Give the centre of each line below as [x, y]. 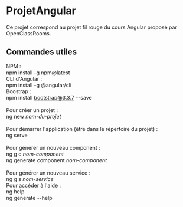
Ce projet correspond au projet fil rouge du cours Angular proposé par [91, 27]
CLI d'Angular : [24, 78]
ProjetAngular [41, 11]
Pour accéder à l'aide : [34, 185]
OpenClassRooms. [29, 33]
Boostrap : [19, 91]
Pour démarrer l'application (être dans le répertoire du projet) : [82, 129]
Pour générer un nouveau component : [53, 147]
